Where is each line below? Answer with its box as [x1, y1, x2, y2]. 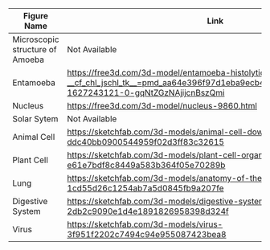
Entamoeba [12, 77, 56, 88]
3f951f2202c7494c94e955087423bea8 [67, 229, 227, 240]
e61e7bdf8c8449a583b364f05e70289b [67, 160, 226, 170]
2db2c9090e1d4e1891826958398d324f [67, 206, 229, 216]
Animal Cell [12, 132, 55, 142]
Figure [22, 10, 49, 21]
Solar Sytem [12, 113, 59, 124]
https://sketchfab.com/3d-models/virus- [67, 219, 223, 230]
